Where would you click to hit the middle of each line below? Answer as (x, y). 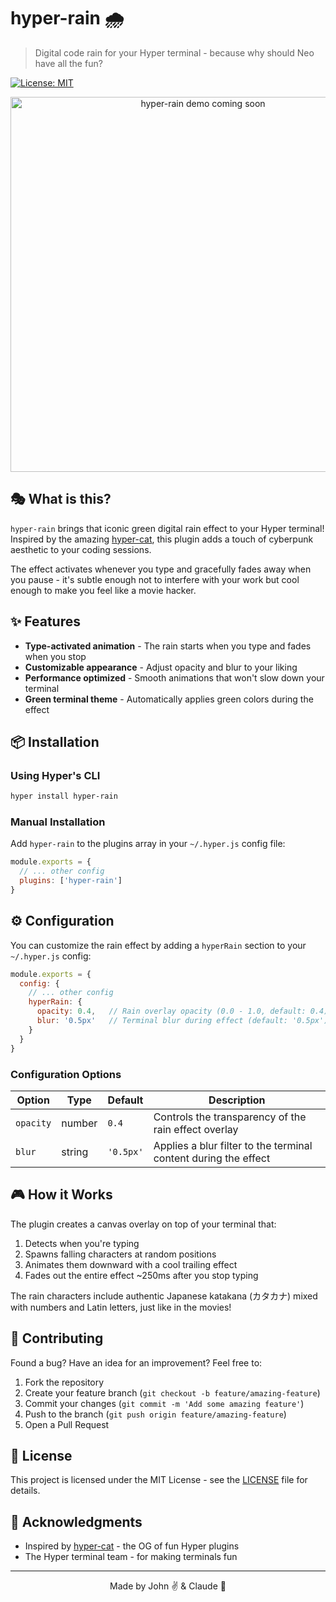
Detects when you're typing (82, 1243)
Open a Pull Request (67, 1424)
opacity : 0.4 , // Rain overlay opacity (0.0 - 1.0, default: (171, 1011)
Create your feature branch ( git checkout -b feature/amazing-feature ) (172, 1392)
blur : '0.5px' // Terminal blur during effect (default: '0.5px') (182, 1021)
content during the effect (212, 1158)
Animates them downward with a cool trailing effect (131, 1264)
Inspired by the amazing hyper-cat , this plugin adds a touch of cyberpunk (162, 539)
